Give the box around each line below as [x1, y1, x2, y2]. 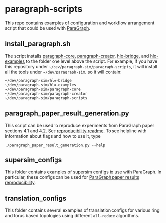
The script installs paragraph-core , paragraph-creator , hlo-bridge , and [5, 53, 149, 59]
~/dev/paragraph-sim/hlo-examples [5, 82, 77, 87]
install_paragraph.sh [5, 40, 71, 48]
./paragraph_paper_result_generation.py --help [5, 143, 106, 148]
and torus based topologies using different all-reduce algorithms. [5, 213, 140, 219]
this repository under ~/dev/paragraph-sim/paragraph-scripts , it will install [5, 63, 157, 69]
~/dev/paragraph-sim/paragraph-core [5, 87, 81, 92]
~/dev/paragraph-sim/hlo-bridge [5, 78, 72, 83]
